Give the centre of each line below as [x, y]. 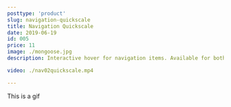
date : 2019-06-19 [32, 33]
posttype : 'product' [37, 13]
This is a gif [23, 96]
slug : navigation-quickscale [49, 20]
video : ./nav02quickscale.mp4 [51, 70]
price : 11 [21, 45]
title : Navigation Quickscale [51, 26]
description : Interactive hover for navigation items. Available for [109, 58]
